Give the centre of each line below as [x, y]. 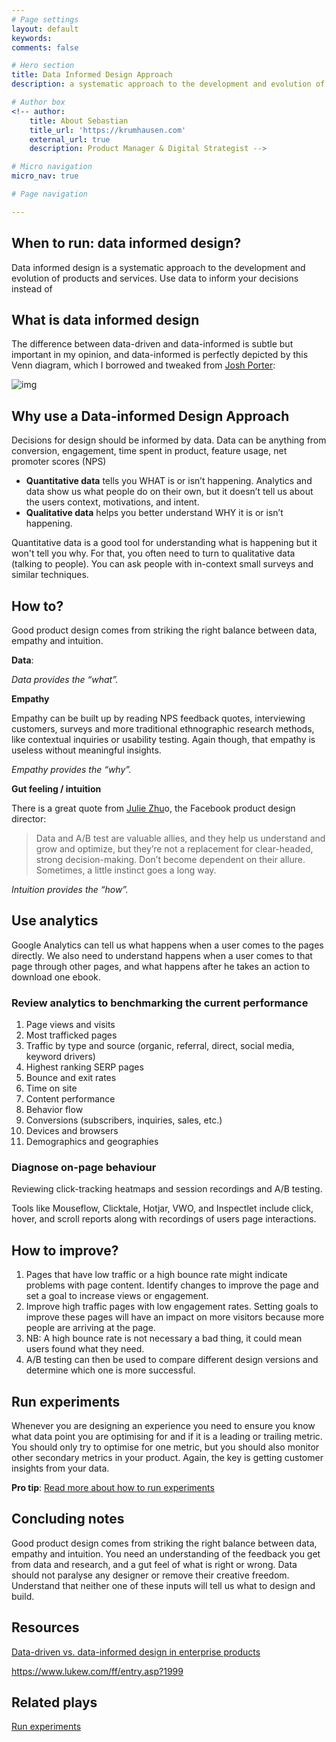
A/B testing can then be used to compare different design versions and [172, 1360]
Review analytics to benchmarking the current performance [160, 1003]
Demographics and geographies [92, 1142]
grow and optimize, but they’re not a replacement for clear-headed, [174, 849]
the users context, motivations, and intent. [112, 502]
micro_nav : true [45, 176]
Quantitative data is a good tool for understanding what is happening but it [164, 543]
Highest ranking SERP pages [84, 1067]
